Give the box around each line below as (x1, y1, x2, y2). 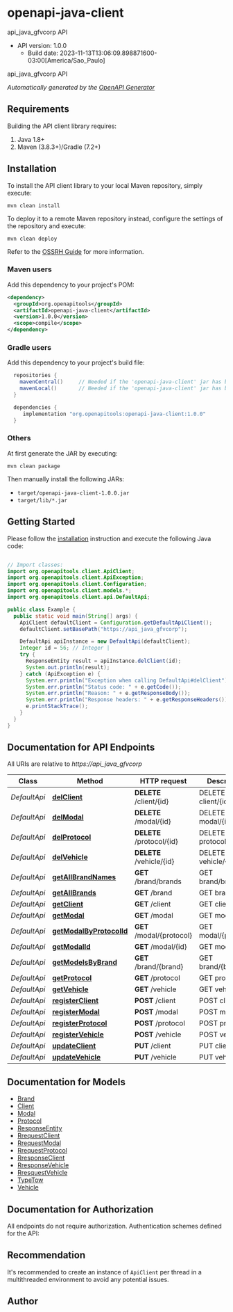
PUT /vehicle (134, 1053, 177, 1062)
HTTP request (139, 776, 187, 786)
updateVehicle (51, 1053, 101, 1062)
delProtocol (51, 833, 92, 842)
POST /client (134, 996, 176, 1006)
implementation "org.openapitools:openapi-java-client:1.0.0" (22, 410, 207, 417)
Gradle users (7, 343, 52, 353)
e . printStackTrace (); (25, 703, 89, 710)
